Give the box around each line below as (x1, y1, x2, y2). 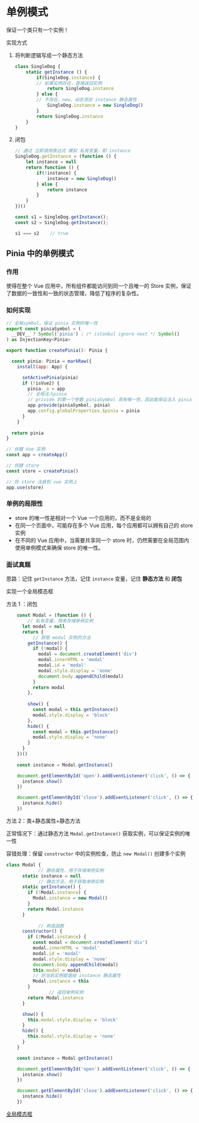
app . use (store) (6, 484, 44, 491)
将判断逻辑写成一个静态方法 (14, 51, 83, 58)
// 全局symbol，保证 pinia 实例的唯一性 (6, 320, 98, 326)
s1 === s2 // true (14, 230, 69, 236)
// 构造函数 (38, 923, 64, 929)
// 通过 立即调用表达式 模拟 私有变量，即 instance (14, 148, 131, 154)
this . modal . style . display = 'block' (27, 1017, 119, 1023)
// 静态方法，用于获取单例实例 (38, 879, 104, 885)
